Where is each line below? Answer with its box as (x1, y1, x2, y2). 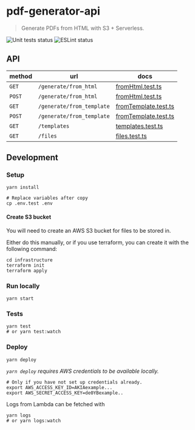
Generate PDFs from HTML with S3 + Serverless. (21, 24, 145, 32)
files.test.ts (115, 132, 147, 140)
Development (6, 152, 59, 163)
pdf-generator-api (6, 4, 100, 18)
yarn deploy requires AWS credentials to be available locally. (6, 367, 159, 375)
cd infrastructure (6, 257, 53, 263)
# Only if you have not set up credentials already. (6, 379, 143, 385)
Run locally (6, 281, 40, 290)
